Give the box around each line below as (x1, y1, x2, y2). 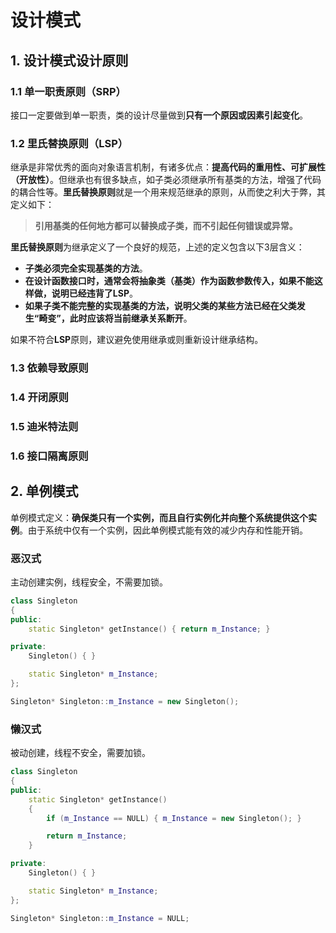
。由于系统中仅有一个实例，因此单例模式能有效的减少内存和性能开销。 (19, 524, 308, 536)
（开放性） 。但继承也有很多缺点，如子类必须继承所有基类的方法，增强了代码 (10, 174, 322, 186)
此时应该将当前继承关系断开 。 (69, 312, 193, 325)
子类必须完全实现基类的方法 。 (24, 262, 148, 275)
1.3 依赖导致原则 (10, 361, 89, 375)
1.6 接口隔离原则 (10, 449, 89, 463)
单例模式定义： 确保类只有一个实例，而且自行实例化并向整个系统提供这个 (10, 511, 308, 523)
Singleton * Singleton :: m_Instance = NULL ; (10, 913, 190, 923)
